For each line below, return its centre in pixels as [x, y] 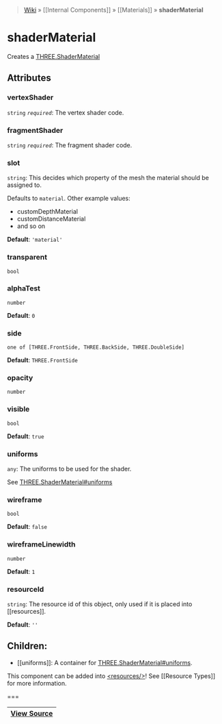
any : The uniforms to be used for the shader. [69, 469]
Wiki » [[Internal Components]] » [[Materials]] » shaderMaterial [113, 10]
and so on [31, 226]
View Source [32, 713]
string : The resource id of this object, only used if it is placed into [100, 604]
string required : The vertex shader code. [66, 112]
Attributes [29, 78]
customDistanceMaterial [51, 219]
